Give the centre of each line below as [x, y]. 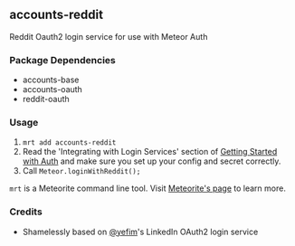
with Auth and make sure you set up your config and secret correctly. [152, 161]
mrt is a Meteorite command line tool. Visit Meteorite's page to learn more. [148, 188]
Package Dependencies [62, 60]
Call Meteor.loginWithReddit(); [81, 171]
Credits [26, 212]
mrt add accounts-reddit [69, 143]
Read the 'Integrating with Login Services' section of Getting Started [150, 152]
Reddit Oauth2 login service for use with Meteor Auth [109, 36]
